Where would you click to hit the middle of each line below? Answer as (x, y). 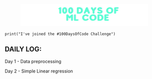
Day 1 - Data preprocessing (33, 61)
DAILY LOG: (23, 49)
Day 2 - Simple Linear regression (39, 71)
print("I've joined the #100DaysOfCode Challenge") (60, 34)
